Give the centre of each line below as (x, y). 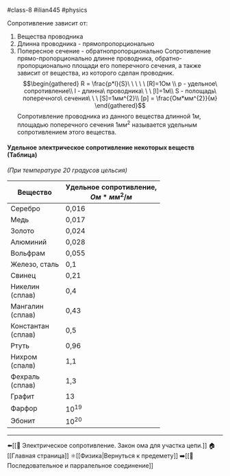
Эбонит (23, 421)
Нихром (24, 357)
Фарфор (24, 408)
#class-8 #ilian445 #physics (47, 10)
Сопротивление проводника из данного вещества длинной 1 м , (109, 116)
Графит (23, 396)
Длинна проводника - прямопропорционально (86, 44)
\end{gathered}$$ (120, 105)
